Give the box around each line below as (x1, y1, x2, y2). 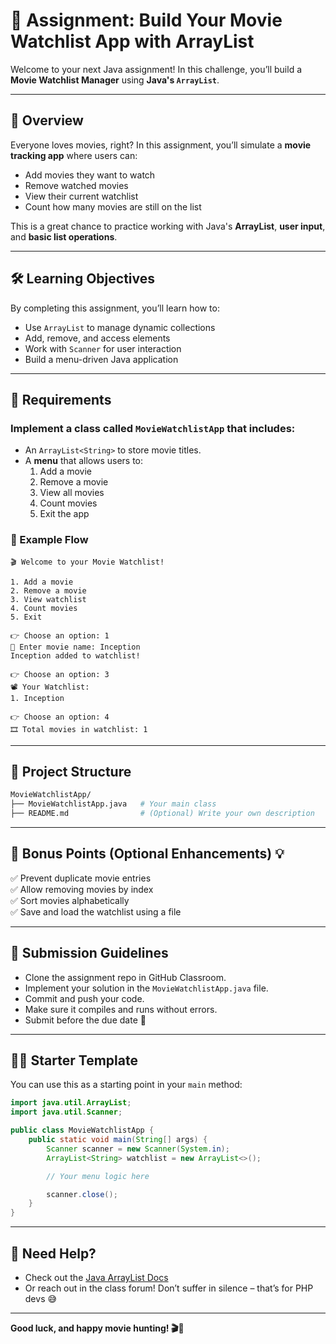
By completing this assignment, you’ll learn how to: (10, 302, 220, 314)
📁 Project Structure (10, 763, 132, 780)
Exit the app (39, 508, 90, 520)
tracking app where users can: (10, 149, 138, 161)
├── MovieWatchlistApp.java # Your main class (10, 799, 217, 809)
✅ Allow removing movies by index (10, 883, 154, 895)
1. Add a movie (10, 577, 74, 587)
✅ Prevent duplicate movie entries (10, 872, 152, 884)
